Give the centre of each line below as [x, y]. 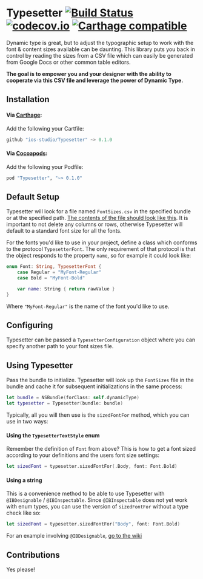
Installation [28, 99]
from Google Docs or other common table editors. [68, 62]
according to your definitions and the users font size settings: [83, 455]
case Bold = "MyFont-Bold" [51, 278]
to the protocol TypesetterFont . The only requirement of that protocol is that [101, 249]
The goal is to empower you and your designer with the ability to [89, 74]
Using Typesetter [40, 365]
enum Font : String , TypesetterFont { [54, 267]
